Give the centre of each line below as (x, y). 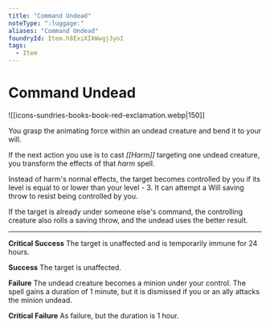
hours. (19, 252)
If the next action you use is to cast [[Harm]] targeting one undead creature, (134, 154)
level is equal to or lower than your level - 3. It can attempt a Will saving (127, 187)
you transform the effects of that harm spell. (82, 163)
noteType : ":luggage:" (46, 23)
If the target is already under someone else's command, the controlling (126, 211)
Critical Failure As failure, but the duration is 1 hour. (94, 315)
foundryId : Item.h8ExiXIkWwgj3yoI (66, 38)
